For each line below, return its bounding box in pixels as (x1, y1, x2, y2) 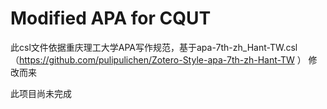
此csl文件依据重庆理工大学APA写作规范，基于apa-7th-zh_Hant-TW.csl (10, 41, 298, 53)
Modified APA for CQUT (10, 7, 212, 30)
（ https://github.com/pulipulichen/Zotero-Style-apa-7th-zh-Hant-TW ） (10, 53, 307, 66)
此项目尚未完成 (10, 87, 72, 99)
